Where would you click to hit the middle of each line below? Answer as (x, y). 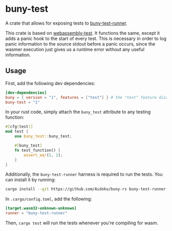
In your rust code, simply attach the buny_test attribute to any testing (78, 112)
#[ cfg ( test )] (19, 127)
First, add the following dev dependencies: (50, 83)
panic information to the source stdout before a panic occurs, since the (80, 44)
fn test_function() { (37, 150)
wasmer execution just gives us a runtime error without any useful (75, 49)
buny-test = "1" (23, 102)
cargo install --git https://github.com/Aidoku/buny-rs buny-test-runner (86, 189)
